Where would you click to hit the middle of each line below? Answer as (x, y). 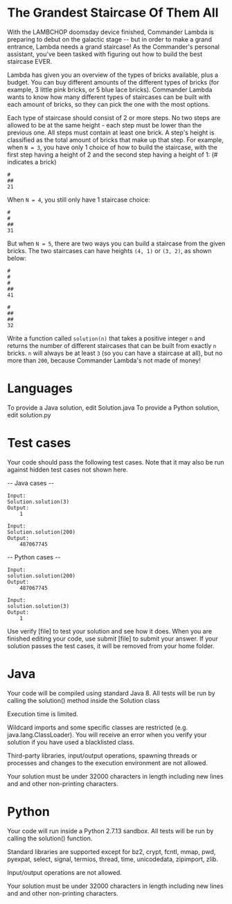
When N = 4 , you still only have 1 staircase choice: (79, 200)
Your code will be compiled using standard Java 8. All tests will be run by (111, 693)
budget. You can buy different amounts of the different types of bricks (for (113, 82)
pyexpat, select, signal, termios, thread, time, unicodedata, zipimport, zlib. (113, 859)
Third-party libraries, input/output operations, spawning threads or (102, 755)
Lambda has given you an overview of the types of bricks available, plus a (113, 75)
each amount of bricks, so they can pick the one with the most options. (108, 104)
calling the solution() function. (50, 838)
